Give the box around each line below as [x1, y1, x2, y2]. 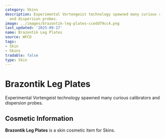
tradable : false [5, 53, 38, 58]
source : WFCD [5, 35, 32, 40]
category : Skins [5, 7, 38, 12]
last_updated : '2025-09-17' [5, 26, 63, 30]
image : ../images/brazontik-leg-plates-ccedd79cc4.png [5, 21, 120, 26]
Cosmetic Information [5, 114, 74, 123]
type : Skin [5, 57, 27, 62]
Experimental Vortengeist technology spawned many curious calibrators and [5, 95, 160, 101]
